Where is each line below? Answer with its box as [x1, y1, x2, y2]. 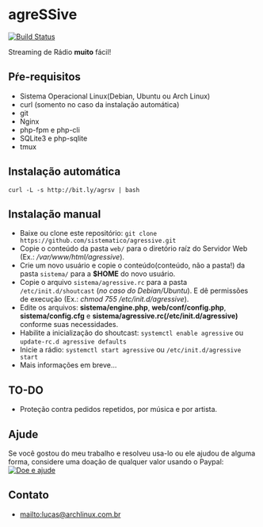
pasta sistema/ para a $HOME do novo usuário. [19, 269, 176, 279]
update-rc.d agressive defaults [19, 338, 127, 346]
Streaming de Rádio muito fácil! [8, 47, 112, 56]
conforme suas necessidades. [19, 320, 119, 329]
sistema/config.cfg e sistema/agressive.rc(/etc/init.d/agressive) [19, 311, 238, 321]
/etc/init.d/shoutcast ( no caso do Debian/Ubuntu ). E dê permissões [19, 286, 249, 295]
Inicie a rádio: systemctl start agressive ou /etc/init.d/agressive [19, 345, 242, 355]
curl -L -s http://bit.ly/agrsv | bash [8, 186, 140, 194]
